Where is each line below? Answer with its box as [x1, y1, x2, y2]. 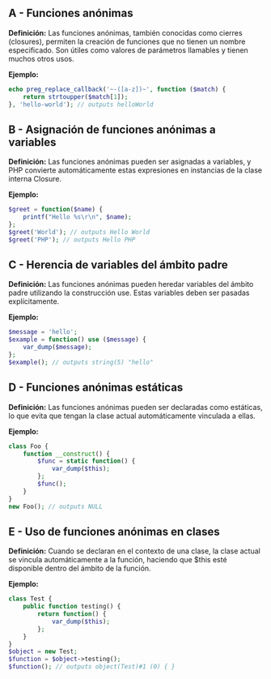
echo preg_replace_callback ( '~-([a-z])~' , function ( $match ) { [8, 85, 227, 93]
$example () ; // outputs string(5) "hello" [8, 358, 154, 366]
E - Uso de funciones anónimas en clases [8, 524, 220, 538]
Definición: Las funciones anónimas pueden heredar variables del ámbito [8, 280, 254, 289]
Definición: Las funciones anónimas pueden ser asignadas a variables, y [8, 157, 252, 167]
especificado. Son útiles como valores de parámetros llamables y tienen [8, 45, 248, 55]
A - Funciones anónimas [8, 6, 133, 20]
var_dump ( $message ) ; [23, 344, 92, 352]
